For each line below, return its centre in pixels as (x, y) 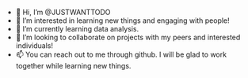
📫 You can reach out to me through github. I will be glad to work (121, 54)
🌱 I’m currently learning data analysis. (77, 29)
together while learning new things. (73, 66)
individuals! (34, 46)
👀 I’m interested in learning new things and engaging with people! (122, 20)
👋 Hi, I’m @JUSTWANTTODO (63, 12)
